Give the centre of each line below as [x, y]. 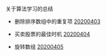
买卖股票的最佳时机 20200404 [52, 34]
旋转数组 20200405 [39, 47]
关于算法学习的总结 [29, 9]
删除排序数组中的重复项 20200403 [57, 21]
